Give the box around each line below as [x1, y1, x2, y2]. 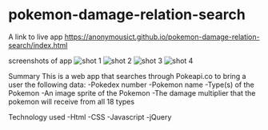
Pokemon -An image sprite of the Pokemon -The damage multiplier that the [8, 88, 256, 97]
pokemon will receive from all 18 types [8, 97, 134, 106]
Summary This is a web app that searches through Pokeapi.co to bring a [8, 71, 246, 81]
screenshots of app [8, 56, 73, 65]
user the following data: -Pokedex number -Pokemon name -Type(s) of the [8, 80, 254, 89]
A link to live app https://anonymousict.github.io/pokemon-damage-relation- [8, 32, 260, 41]
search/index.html [8, 40, 68, 49]
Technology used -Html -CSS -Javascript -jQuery [8, 112, 172, 121]
